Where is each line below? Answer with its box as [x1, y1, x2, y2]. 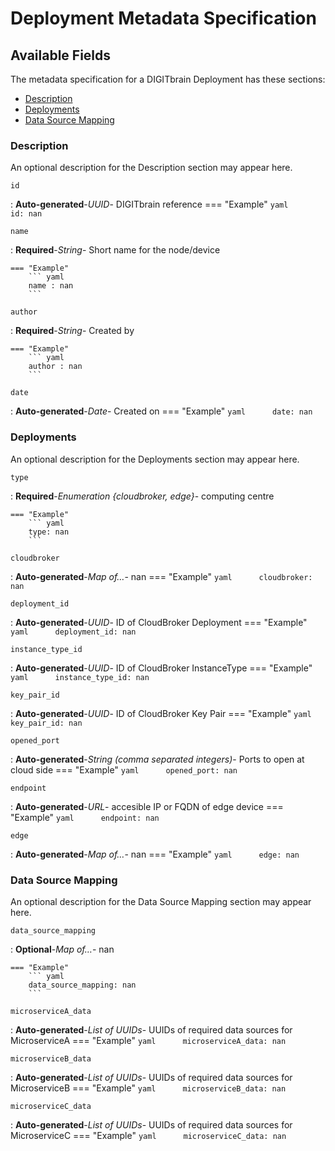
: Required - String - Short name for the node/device [10, 244, 221, 256]
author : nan [28, 362, 83, 372]
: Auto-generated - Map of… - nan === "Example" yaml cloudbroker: [10, 570, 313, 582]
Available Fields [10, 47, 112, 64]
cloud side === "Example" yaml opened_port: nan [10, 763, 238, 776]
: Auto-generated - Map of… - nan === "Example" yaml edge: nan [10, 848, 300, 860]
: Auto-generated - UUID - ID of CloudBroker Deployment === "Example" [10, 616, 308, 628]
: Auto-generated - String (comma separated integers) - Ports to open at [10, 753, 305, 765]
